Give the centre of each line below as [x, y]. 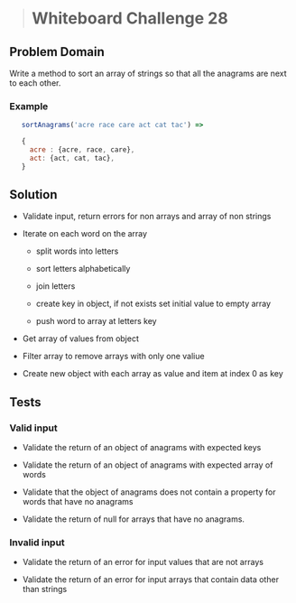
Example [29, 106]
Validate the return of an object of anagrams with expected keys [142, 448]
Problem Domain [57, 52]
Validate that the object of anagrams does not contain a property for [149, 492]
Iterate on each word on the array [84, 234]
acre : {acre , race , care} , [82, 150]
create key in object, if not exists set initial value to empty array [153, 304]
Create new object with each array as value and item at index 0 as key [153, 374]
